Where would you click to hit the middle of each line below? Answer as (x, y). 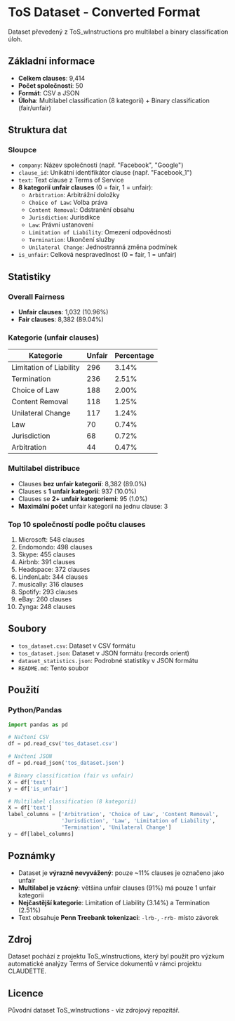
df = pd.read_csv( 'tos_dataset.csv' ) (63, 744)
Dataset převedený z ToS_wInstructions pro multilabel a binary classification (118, 32)
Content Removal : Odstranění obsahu (82, 210)
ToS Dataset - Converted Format (104, 12)
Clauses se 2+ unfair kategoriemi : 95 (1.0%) (83, 498)
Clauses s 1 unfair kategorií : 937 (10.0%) (77, 491)
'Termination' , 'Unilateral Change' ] (116, 828)
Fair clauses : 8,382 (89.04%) (61, 319)
